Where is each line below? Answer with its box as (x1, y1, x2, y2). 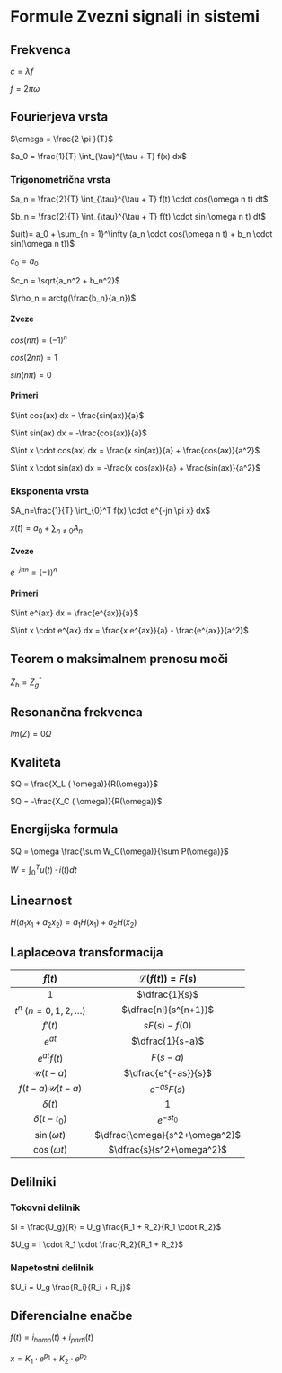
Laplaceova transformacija (10, 945, 163, 960)
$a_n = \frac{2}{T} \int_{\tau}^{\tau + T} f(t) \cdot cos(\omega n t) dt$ (10, 193, 269, 204)
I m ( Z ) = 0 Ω (10, 729, 52, 740)
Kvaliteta (10, 754, 62, 770)
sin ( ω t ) (34, 1129, 66, 1142)
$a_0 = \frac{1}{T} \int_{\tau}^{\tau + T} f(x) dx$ (10, 150, 188, 161)
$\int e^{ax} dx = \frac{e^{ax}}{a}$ (10, 607, 138, 618)
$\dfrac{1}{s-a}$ (130, 1035, 205, 1047)
